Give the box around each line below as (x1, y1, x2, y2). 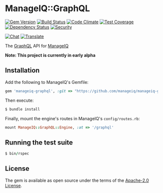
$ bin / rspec (5, 151, 29, 156)
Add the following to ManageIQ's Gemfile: (5, 79, 89, 85)
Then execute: (5, 97, 34, 103)
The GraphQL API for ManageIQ (5, 43, 69, 48)
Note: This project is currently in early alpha (5, 52, 96, 58)
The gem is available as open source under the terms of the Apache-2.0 (5, 177, 149, 183)
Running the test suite (5, 138, 73, 146)
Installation (5, 66, 40, 75)
